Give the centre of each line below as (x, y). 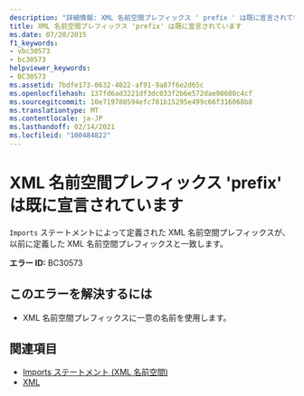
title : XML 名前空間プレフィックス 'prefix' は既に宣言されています (126, 26)
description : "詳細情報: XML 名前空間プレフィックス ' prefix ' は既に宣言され (148, 18)
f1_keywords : (34, 43)
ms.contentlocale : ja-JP (56, 118)
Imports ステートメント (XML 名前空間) (95, 372)
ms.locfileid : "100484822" (60, 136)
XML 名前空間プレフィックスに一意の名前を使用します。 (127, 317)
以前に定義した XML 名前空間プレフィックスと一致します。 (119, 243)
